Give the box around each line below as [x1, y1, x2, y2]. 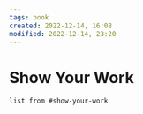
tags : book [9, 12, 49, 22]
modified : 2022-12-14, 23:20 [9, 29, 117, 38]
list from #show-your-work [9, 96, 109, 106]
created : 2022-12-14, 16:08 [9, 21, 113, 30]
